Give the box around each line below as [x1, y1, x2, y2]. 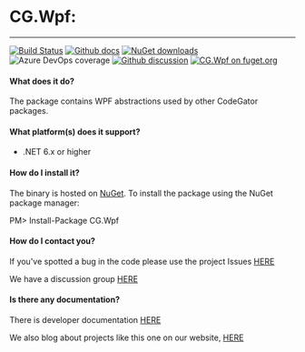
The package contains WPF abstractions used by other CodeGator [9, 96, 259, 106]
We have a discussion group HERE [9, 273, 139, 284]
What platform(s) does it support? [9, 126, 141, 137]
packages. [9, 106, 49, 116]
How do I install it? [9, 166, 80, 178]
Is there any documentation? [9, 294, 121, 306]
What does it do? [9, 75, 75, 86]
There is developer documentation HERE [9, 314, 162, 325]
